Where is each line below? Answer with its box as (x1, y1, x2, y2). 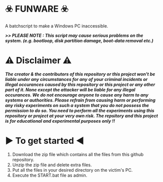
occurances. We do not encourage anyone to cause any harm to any (5, 92, 149, 98)
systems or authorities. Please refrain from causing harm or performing (5, 97, 156, 103)
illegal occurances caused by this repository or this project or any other (5, 81, 155, 87)
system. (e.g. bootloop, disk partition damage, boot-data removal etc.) (5, 37, 154, 44)
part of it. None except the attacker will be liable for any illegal (5, 86, 135, 93)
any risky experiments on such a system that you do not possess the (5, 102, 149, 108)
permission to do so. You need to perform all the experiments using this (5, 107, 155, 113)
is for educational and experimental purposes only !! (5, 118, 115, 124)
